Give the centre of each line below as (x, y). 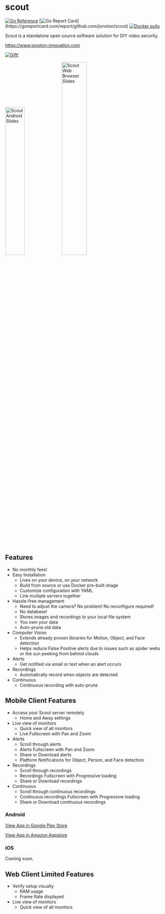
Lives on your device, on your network (59, 580)
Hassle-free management (38, 601)
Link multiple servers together (50, 595)
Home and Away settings (45, 718)
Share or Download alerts (45, 754)
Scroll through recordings (45, 770)
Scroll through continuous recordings (58, 791)
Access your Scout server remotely (48, 712)
